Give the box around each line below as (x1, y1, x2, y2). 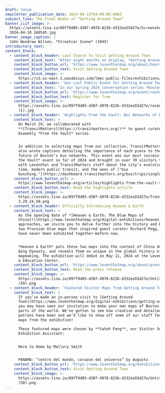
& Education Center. (18, 258, 60, 263)
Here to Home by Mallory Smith (18, 344, 82, 349)
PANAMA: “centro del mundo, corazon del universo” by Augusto (18, 358, 148, 362)
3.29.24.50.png (18, 199, 50, 204)
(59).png (18, 281, 36, 286)
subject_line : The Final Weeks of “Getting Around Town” (5, 16, 124, 21)
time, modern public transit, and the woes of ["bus (18, 167, 129, 172)
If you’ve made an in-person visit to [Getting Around (18, 295, 133, 299)
